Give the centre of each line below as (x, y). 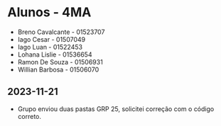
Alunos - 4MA (49, 12)
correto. (29, 116)
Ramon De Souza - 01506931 (60, 62)
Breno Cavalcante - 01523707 (61, 32)
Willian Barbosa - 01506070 (58, 69)
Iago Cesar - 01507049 (52, 39)
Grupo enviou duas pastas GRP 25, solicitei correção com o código (116, 109)
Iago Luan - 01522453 (50, 47)
